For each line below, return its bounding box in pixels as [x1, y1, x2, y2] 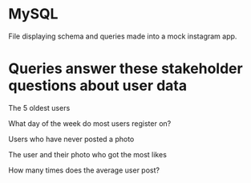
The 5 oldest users [8, 103, 71, 112]
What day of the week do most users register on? [8, 118, 172, 128]
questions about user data [8, 77, 187, 95]
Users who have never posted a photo [8, 134, 135, 144]
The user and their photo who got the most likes [8, 149, 167, 159]
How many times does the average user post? [8, 165, 160, 175]
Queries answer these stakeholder [8, 59, 243, 78]
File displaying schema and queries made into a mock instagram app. [8, 31, 237, 41]
